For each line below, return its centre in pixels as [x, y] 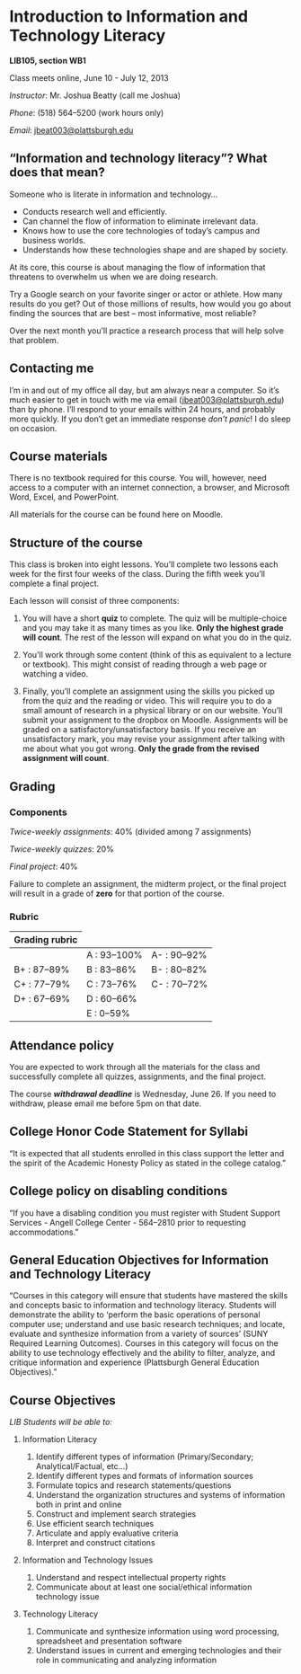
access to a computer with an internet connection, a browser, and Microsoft [150, 488]
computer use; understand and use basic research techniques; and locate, [147, 1324]
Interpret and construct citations [95, 1543]
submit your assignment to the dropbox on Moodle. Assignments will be [155, 720]
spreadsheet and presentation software [109, 1641]
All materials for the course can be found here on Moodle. [116, 515]
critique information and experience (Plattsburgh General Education [134, 1362]
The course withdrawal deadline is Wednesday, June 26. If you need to [143, 1094]
